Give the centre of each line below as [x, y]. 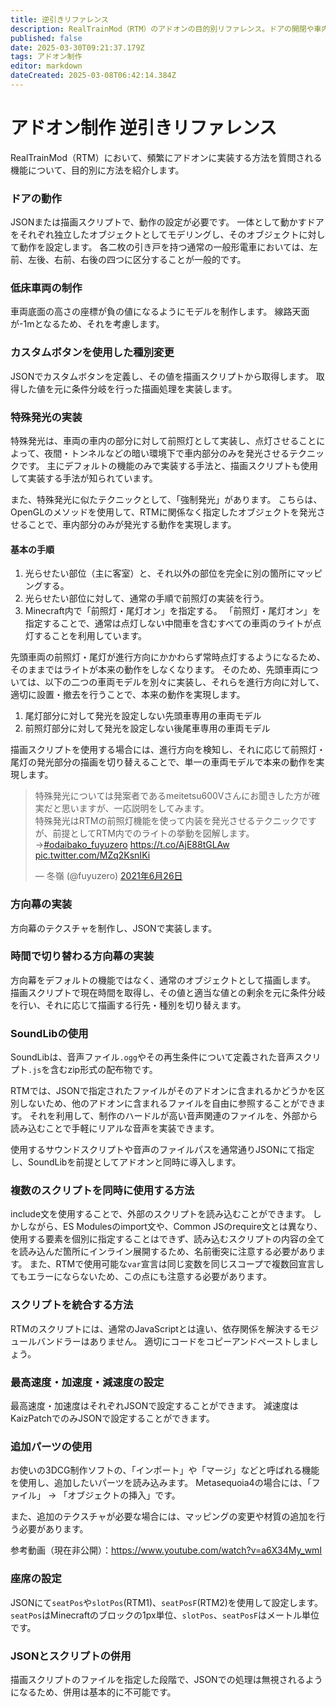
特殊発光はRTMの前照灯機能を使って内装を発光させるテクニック [167, 821]
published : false [46, 38]
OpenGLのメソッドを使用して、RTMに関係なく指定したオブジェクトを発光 [163, 512]
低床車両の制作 [46, 288]
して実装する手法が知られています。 [84, 478]
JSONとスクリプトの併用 [71, 1656]
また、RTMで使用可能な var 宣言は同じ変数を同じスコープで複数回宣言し [177, 1264]
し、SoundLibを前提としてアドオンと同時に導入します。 [126, 1162]
